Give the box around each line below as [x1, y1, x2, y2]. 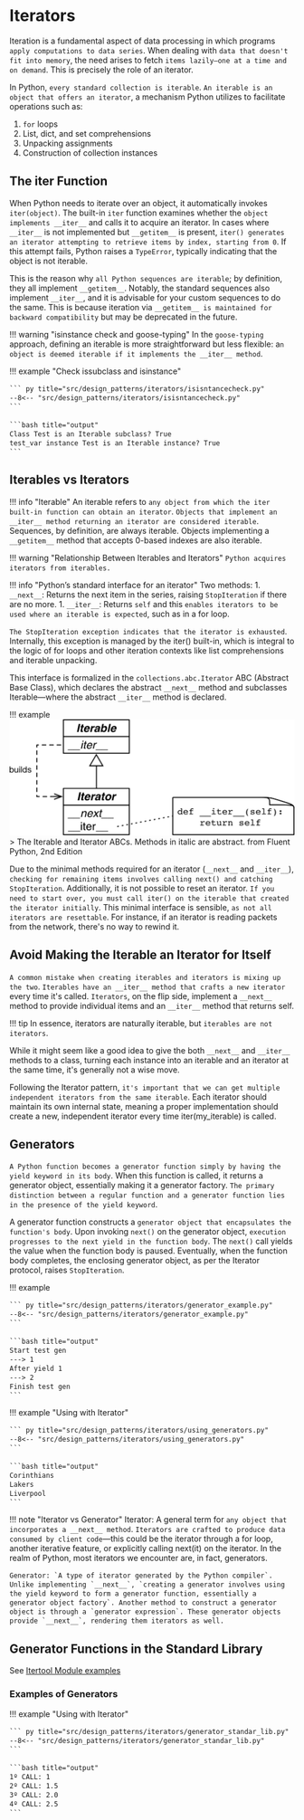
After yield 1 [9, 1364, 63, 1374]
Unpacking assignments [22, 138, 113, 148]
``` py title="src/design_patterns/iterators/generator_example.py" [9, 1301, 273, 1310]
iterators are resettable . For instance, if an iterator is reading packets [9, 911, 278, 922]
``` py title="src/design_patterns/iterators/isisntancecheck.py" [9, 384, 265, 394]
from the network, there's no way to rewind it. [9, 920, 180, 932]
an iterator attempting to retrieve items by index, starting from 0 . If [9, 236, 287, 247]
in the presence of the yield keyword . [9, 1199, 158, 1210]
